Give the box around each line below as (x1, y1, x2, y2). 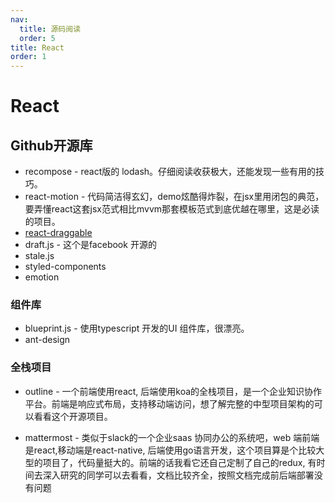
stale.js (24, 250, 55, 262)
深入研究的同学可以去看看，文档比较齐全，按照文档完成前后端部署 (42, 469, 315, 481)
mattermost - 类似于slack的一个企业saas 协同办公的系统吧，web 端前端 (24, 431, 320, 443)
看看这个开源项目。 (33, 410, 113, 422)
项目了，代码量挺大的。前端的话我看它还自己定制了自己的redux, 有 (42, 456, 317, 468)
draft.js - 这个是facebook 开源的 (24, 239, 157, 251)
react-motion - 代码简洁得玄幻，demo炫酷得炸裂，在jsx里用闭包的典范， (24, 191, 325, 203)
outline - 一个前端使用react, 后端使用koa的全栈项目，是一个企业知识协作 (24, 385, 323, 397)
